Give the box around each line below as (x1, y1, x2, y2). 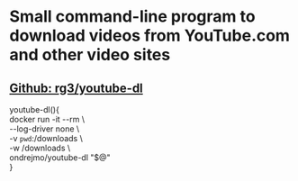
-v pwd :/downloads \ (9, 133, 83, 143)
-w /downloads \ (9, 142, 71, 153)
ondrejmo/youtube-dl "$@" (9, 152, 111, 163)
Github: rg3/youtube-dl (9, 80, 144, 95)
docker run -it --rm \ (9, 114, 86, 124)
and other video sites (9, 45, 171, 65)
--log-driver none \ (9, 123, 80, 134)
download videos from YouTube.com (9, 25, 291, 46)
